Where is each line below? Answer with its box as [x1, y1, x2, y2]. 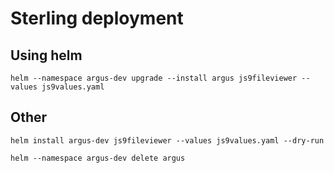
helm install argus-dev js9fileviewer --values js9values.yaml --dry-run [10, 135, 325, 146]
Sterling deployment [10, 7, 184, 30]
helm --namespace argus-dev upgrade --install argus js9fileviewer [10, 73, 298, 83]
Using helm [10, 47, 83, 64]
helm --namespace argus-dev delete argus [10, 153, 186, 163]
